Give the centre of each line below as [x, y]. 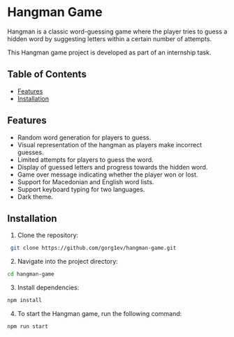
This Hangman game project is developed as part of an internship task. [109, 52]
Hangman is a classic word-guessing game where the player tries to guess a [117, 31]
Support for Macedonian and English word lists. [86, 181]
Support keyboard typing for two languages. [81, 189]
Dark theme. [35, 197]
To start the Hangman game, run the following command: [100, 314]
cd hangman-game [31, 274]
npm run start [28, 327]
